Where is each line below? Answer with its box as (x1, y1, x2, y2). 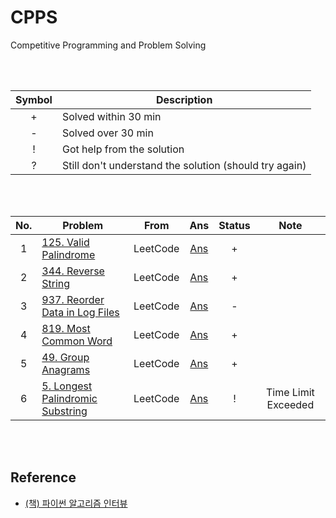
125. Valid (41, 235, 90, 249)
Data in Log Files (41, 305, 120, 319)
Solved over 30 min (61, 126, 154, 140)
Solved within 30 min (61, 109, 162, 123)
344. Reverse (41, 264, 105, 278)
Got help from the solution (61, 142, 185, 156)
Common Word (41, 334, 113, 348)
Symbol (15, 92, 53, 106)
